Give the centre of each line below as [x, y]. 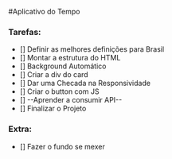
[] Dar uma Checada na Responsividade [85, 83]
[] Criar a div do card [54, 75]
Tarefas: [25, 32]
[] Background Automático [63, 66]
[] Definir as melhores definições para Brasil [92, 49]
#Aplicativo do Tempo [45, 12]
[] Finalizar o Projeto [53, 109]
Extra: [20, 129]
